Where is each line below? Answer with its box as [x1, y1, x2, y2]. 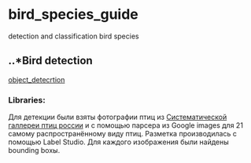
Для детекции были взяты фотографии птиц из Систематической [8, 112, 227, 122]
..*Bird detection [8, 54, 93, 67]
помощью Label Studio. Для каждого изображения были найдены [8, 137, 230, 147]
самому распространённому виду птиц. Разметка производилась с [8, 129, 238, 139]
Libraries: [8, 94, 46, 105]
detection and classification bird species [8, 31, 139, 41]
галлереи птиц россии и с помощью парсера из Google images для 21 [8, 121, 244, 130]
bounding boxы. [8, 146, 61, 155]
